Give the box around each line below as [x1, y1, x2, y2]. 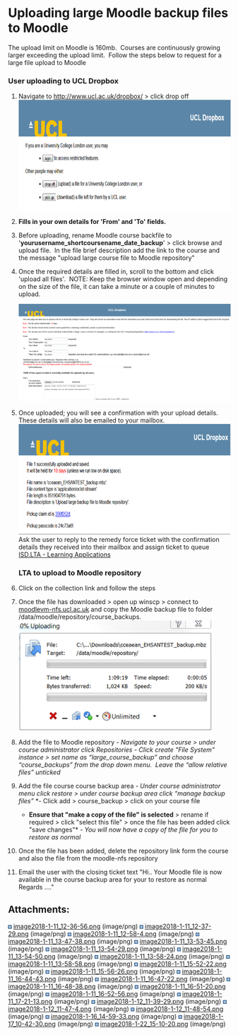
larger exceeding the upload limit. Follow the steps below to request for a [8, 51, 222, 59]
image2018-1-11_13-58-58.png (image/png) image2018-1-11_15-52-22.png [8, 959, 227, 969]
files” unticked [18, 768, 61, 776]
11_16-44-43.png [8, 975, 56, 983]
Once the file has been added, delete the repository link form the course [18, 846, 229, 856]
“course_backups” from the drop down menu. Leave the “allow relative [18, 761, 228, 769]
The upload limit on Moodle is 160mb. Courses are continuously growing [8, 43, 221, 52]
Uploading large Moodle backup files [8, 5, 229, 21]
